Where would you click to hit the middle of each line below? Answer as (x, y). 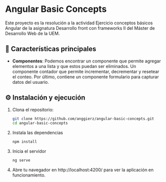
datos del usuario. (31, 82)
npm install (24, 142)
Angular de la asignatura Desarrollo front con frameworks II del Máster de (80, 28)
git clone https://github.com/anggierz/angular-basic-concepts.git (83, 119)
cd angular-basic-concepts (40, 123)
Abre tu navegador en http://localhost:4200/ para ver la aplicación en (83, 170)
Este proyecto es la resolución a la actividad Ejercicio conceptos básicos (79, 23)
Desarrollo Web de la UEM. (33, 33)
